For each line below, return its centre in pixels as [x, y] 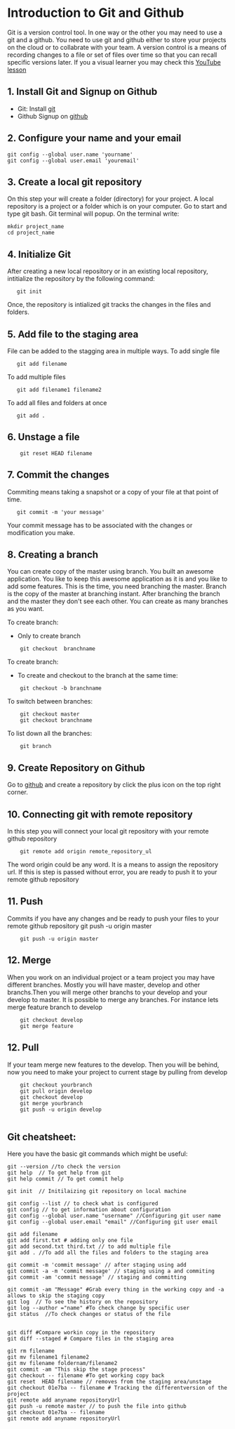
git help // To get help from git [59, 1173]
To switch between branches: [50, 702]
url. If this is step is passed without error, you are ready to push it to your [112, 872]
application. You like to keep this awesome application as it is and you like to [117, 579]
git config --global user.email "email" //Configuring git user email [113, 1222]
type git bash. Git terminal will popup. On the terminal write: [93, 214]
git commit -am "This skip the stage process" [76, 1370]
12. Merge [29, 960]
